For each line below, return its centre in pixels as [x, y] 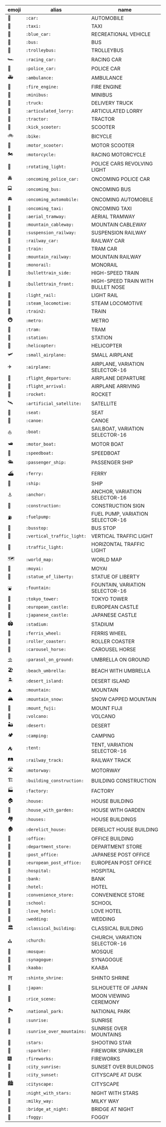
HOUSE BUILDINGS [114, 819]
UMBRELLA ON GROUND [120, 659]
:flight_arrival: [46, 386]
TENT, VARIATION [112, 745]
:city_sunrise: [43, 1067]
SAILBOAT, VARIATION [118, 429]
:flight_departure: [48, 378]
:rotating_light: [46, 167]
